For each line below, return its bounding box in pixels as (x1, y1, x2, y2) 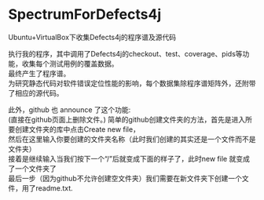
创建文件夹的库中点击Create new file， (14, 124, 140, 134)
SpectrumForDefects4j (8, 5, 162, 24)
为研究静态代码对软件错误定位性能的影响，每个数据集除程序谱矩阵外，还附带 (8, 78, 256, 88)
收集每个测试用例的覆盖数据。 (21, 59, 119, 68)
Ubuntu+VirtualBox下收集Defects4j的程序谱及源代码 (8, 32, 177, 42)
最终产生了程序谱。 (8, 68, 71, 78)
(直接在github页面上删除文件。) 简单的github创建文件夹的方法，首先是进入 (8, 115, 246, 124)
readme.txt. (35, 183, 73, 193)
